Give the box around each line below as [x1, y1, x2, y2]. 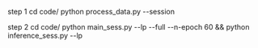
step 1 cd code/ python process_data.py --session [7, 7, 176, 16]
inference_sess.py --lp [7, 31, 82, 40]
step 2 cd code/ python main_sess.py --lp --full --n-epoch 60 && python [7, 22, 250, 31]
